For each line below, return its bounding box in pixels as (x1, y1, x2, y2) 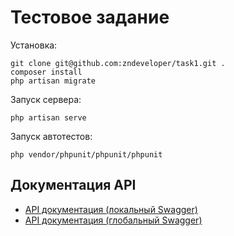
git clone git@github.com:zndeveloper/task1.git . (10, 58, 226, 68)
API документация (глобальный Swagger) (24, 214, 203, 226)
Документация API (10, 177, 137, 194)
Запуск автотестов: (10, 130, 93, 142)
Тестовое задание (10, 6, 170, 29)
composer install (10, 67, 83, 77)
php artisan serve (10, 112, 87, 123)
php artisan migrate (10, 76, 97, 86)
